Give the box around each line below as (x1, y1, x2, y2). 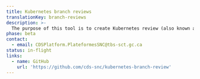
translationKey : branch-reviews (6, 14, 86, 20)
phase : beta (6, 31, 36, 37)
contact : (6, 36, 28, 42)
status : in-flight (6, 48, 52, 53)
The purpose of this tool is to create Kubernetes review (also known (11, 25, 190, 31)
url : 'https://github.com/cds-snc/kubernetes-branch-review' (17, 64, 171, 70)
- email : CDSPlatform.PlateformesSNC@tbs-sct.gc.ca (11, 42, 143, 48)
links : (6, 53, 23, 59)
